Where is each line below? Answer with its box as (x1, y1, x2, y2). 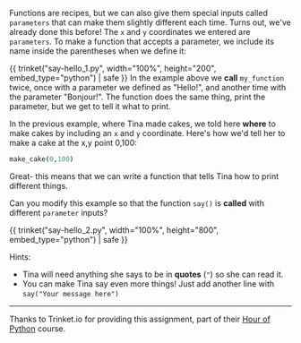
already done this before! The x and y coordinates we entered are (9, 27, 251, 37)
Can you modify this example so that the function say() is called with (9, 197, 264, 209)
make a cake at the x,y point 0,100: (9, 138, 137, 148)
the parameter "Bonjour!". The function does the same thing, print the (9, 91, 266, 102)
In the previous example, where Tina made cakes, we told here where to (9, 118, 276, 129)
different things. (9, 180, 69, 191)
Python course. (9, 322, 66, 334)
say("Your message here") (21, 289, 119, 298)
